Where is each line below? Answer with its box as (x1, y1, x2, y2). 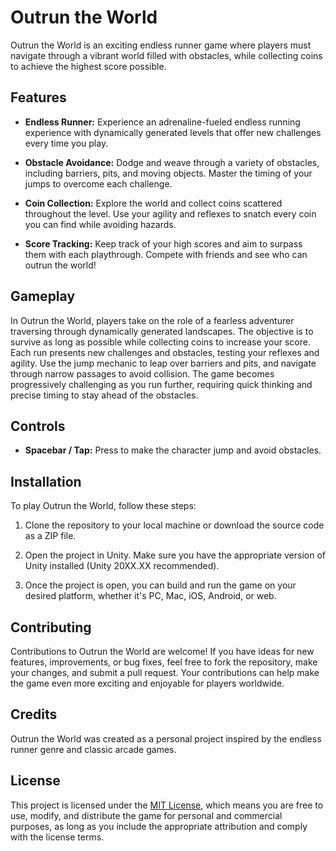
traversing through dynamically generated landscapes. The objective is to (10, 325, 314, 337)
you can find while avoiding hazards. (24, 218, 177, 230)
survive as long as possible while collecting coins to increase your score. (10, 336, 311, 348)
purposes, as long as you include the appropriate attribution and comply (10, 820, 308, 832)
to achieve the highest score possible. (10, 60, 167, 72)
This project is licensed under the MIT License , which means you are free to (10, 799, 324, 811)
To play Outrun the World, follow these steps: (10, 500, 197, 512)
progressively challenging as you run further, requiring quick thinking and (10, 378, 313, 390)
